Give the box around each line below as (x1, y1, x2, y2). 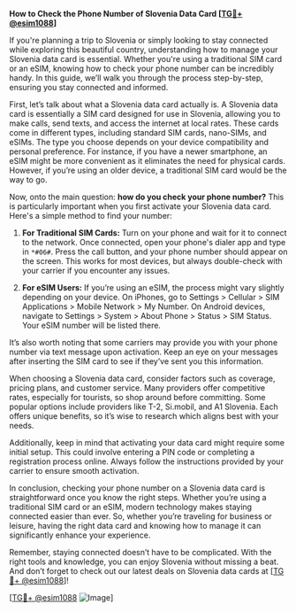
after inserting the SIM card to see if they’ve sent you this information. (9, 356, 264, 367)
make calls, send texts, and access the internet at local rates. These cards (9, 118, 279, 128)
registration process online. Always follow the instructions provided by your (9, 456, 285, 467)
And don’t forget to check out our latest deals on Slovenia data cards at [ (9, 566, 274, 576)
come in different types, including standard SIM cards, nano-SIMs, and (9, 128, 267, 137)
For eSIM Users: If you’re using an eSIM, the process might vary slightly (21, 283, 285, 292)
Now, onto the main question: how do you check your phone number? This (9, 191, 285, 202)
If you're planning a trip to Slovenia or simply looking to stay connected (9, 35, 269, 45)
